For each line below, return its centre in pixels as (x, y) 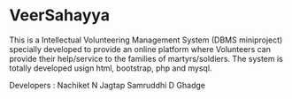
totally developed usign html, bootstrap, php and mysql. (111, 68)
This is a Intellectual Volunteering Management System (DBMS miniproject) (146, 40)
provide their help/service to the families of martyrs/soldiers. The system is (146, 58)
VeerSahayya (60, 15)
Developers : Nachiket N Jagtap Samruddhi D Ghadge (108, 85)
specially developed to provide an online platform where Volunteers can (140, 49)
